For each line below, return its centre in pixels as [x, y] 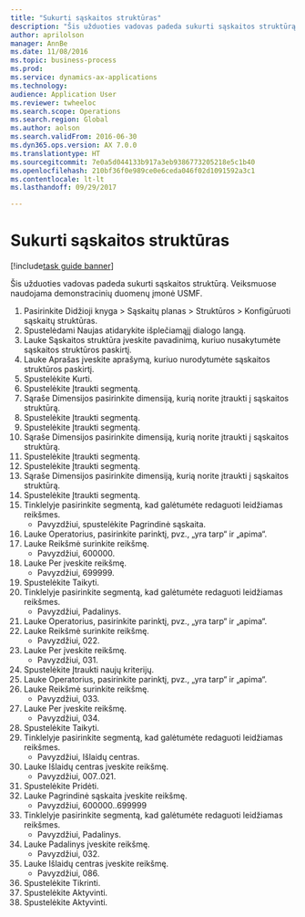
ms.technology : [39, 86]
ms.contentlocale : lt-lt [57, 179]
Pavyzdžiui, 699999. [76, 573]
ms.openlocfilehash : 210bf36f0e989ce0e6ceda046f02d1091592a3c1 [133, 171]
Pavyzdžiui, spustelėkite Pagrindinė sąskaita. [122, 525]
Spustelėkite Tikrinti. [62, 883]
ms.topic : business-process [64, 60]
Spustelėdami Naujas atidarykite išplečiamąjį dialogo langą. [135, 330]
